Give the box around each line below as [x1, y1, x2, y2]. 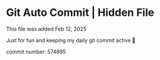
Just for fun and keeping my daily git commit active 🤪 [6, 36, 136, 44]
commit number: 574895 [6, 48, 66, 55]
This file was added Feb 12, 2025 [6, 25, 87, 32]
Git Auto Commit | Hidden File [6, 6, 155, 19]
